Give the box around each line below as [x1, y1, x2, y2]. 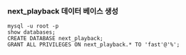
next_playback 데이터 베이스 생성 [7, 6, 119, 16]
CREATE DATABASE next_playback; [7, 35, 103, 42]
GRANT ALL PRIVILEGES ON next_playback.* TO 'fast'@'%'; [7, 41, 180, 49]
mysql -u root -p [7, 23, 59, 30]
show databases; [7, 29, 56, 36]
